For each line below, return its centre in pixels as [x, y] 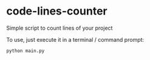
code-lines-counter [57, 11]
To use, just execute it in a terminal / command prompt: [75, 39]
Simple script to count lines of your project [60, 28]
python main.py [26, 51]
